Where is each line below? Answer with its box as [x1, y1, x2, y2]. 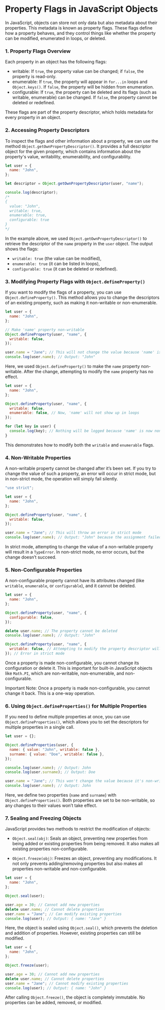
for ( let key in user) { [5, 424, 56, 429]
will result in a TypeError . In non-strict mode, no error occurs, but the [5, 549, 144, 555]
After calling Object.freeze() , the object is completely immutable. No [5, 994, 145, 1000]
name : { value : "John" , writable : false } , [9, 747, 100, 752]
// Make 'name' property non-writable [5, 327, 84, 332]
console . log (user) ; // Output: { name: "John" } [5, 985, 107, 990]
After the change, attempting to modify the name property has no [24, 369, 154, 375]
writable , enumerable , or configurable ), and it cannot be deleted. [5, 583, 136, 589]
